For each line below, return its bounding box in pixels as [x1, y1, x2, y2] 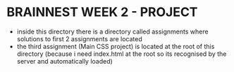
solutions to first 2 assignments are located [16, 34, 142, 43]
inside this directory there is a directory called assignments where [16, 27, 209, 36]
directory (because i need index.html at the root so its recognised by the [16, 50, 227, 58]
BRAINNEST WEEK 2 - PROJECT [6, 4, 198, 20]
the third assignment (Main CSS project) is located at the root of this [16, 42, 215, 50]
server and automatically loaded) [16, 57, 113, 65]
